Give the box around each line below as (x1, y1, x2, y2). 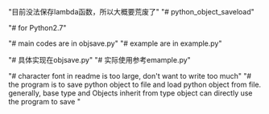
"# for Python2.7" (8, 23, 67, 32)
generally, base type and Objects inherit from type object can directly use (8, 88, 253, 98)
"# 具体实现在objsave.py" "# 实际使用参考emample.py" (8, 55, 191, 64)
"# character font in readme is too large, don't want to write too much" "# (8, 71, 252, 80)
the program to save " (8, 97, 81, 106)
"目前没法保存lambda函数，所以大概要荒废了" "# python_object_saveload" (8, 7, 255, 16)
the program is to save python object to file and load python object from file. (8, 79, 262, 89)
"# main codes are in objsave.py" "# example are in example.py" (8, 39, 222, 48)
